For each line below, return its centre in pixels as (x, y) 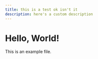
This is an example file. (28, 52)
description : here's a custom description (49, 14)
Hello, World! (32, 38)
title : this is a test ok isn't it (41, 10)
